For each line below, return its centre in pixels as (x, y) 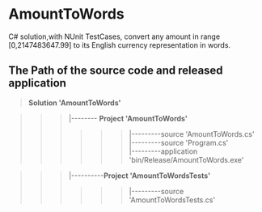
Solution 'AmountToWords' (74, 103)
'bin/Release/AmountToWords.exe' (186, 159)
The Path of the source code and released (116, 71)
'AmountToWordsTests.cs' (172, 200)
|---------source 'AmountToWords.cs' (192, 134)
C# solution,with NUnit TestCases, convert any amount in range (114, 36)
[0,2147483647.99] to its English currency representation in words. (120, 45)
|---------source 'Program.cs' (179, 142)
